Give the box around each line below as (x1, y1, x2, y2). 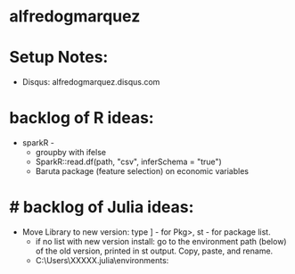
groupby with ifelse (35, 147, 107, 158)
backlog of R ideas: (9, 108, 154, 129)
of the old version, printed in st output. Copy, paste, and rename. (35, 245, 274, 256)
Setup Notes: (9, 47, 109, 68)
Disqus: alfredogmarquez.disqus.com (21, 77, 160, 87)
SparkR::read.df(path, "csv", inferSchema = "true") (35, 156, 223, 167)
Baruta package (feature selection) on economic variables (35, 166, 250, 177)
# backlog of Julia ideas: (9, 197, 194, 218)
